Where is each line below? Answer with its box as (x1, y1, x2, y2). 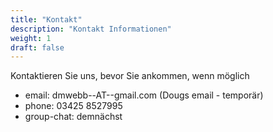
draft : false (10, 42, 65, 53)
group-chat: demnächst (24, 111, 123, 123)
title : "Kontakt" (10, 14, 83, 25)
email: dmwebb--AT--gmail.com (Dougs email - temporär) (24, 89, 264, 101)
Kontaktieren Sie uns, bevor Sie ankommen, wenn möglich (10, 70, 250, 82)
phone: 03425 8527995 (24, 100, 123, 112)
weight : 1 (10, 33, 52, 43)
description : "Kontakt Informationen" (10, 24, 172, 34)
